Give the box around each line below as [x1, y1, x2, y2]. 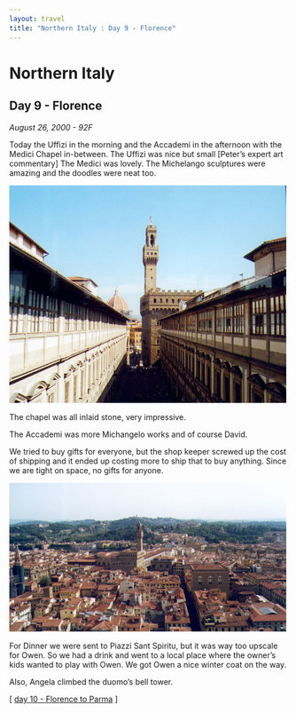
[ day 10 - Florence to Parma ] [9, 693, 118, 705]
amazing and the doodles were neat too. [9, 167, 157, 178]
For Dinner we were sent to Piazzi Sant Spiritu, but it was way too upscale [9, 640, 278, 652]
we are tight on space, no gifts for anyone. [9, 465, 164, 476]
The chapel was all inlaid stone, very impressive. [9, 412, 186, 423]
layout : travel [9, 14, 66, 23]
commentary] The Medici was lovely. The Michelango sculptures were [9, 158, 266, 169]
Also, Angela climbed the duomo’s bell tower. [9, 677, 174, 687]
